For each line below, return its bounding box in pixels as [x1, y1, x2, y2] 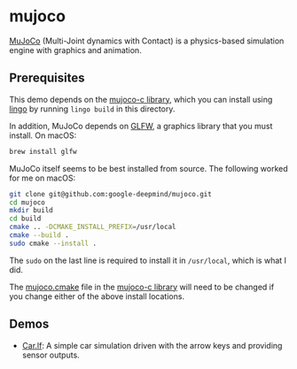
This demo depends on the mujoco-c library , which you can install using [9, 94, 273, 104]
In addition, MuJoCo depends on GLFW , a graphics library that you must [9, 120, 273, 131]
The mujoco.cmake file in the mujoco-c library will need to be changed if [9, 281, 275, 292]
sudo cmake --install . [9, 239, 98, 248]
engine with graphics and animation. [9, 44, 142, 55]
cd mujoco [9, 197, 46, 207]
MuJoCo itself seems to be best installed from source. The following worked [9, 163, 288, 173]
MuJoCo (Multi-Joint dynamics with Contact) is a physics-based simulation [9, 35, 285, 46]
